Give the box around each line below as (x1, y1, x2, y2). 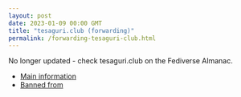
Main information (19, 71, 76, 81)
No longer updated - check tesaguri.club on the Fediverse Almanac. (8, 56, 233, 66)
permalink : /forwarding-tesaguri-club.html (8, 34, 157, 42)
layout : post (8, 11, 52, 20)
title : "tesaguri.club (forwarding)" (8, 26, 135, 34)
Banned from (19, 80, 63, 90)
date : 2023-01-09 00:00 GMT (8, 19, 103, 27)
